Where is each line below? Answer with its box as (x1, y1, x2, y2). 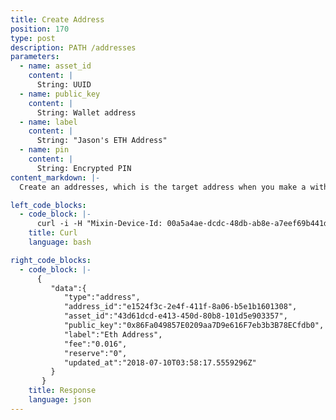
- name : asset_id (19, 61, 92, 71)
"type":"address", (63, 292, 141, 303)
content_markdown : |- (10, 172, 101, 183)
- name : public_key (19, 89, 101, 99)
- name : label (19, 117, 78, 127)
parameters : (10, 52, 60, 62)
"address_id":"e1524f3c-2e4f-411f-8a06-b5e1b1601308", (63, 302, 298, 312)
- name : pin (19, 145, 70, 155)
